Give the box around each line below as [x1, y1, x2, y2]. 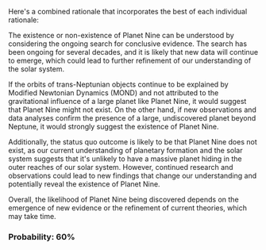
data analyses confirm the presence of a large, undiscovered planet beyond [8, 113, 256, 122]
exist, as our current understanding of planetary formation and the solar [8, 146, 243, 155]
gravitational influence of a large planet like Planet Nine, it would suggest [8, 97, 247, 106]
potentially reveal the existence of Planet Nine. [8, 179, 160, 189]
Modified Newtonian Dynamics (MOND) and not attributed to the [8, 88, 219, 98]
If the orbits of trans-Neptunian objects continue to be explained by [8, 79, 229, 89]
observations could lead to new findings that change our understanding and [8, 171, 257, 180]
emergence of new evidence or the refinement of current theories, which [8, 203, 248, 213]
